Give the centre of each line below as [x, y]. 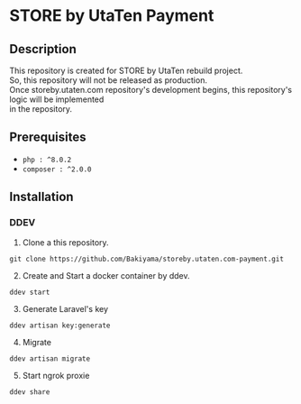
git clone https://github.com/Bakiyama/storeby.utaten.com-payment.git [146, 259]
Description [43, 49]
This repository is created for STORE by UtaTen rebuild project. [126, 70]
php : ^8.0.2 [47, 160]
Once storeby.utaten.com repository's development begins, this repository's [151, 90]
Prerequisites [48, 138]
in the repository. [41, 109]
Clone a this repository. [66, 242]
